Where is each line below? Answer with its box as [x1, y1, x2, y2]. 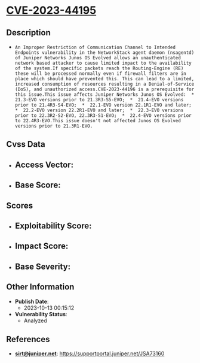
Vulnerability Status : [14, 310, 67, 317]
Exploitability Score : [14, 220, 92, 231]
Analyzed [23, 317, 47, 324]
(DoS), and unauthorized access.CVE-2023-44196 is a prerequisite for [14, 86, 195, 92]
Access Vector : [14, 159, 73, 170]
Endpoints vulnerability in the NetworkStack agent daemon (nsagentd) [14, 50, 195, 56]
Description [6, 28, 51, 38]
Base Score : [14, 180, 61, 190]
